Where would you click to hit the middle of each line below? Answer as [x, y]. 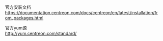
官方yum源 [16, 28]
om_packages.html [24, 18]
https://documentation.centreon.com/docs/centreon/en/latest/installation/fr [81, 13]
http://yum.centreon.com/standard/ [41, 33]
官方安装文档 [18, 7]
